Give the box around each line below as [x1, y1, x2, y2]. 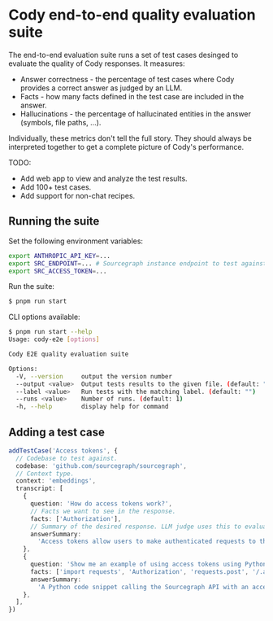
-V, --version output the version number [15, 372, 173, 380]
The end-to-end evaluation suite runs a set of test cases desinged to [8, 50, 239, 59]
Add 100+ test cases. [19, 181, 92, 192]
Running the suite [8, 214, 100, 229]
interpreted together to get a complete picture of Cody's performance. [8, 142, 245, 151]
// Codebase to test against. [15, 454, 118, 462]
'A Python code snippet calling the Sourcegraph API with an [37, 583, 249, 591]
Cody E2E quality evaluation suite [8, 350, 129, 358]
